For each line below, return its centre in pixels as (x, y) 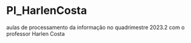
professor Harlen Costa (36, 33)
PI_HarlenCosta (47, 11)
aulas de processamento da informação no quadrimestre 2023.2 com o (95, 27)
